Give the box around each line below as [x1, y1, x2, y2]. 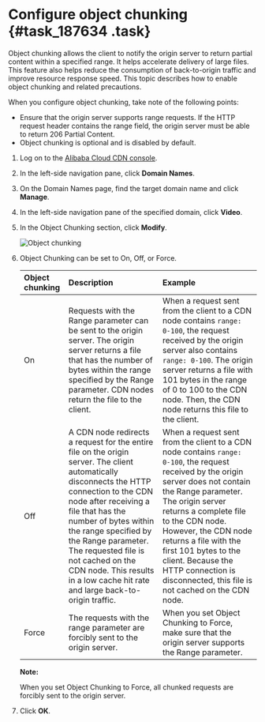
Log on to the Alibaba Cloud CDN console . [19, 152, 158, 163]
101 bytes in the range [162, 374, 247, 385]
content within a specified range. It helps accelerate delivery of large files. [8, 57, 250, 66]
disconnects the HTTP [68, 476, 151, 487]
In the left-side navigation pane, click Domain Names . [19, 168, 195, 178]
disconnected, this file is [162, 574, 252, 585]
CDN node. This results [68, 565, 155, 576]
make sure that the [162, 626, 232, 637]
